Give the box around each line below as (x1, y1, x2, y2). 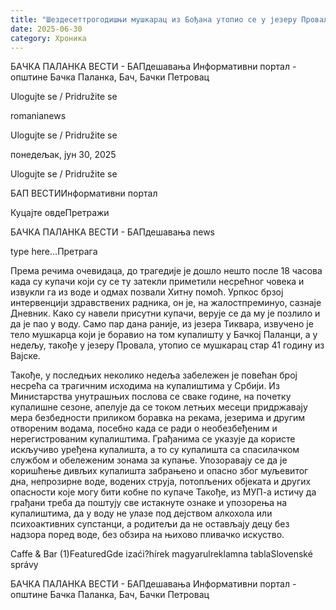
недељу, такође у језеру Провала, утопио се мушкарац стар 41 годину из (10, 339, 325, 351)
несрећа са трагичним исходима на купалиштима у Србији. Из (10, 380, 280, 392)
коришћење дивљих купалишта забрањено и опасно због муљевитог (10, 465, 309, 477)
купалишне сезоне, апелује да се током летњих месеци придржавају (10, 401, 308, 413)
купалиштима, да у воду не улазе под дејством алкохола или (10, 507, 273, 520)
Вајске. (10, 350, 41, 362)
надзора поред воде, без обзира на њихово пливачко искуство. (10, 529, 285, 541)
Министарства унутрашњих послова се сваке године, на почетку (10, 391, 292, 403)
